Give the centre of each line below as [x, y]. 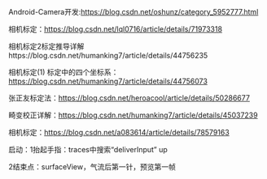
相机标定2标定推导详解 [46, 46]
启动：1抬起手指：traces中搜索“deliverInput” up [88, 149]
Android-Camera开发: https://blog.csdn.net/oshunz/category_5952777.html [133, 12]
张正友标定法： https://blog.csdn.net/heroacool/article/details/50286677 [129, 98]
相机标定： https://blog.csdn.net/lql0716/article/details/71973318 [115, 29]
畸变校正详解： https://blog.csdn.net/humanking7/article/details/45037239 [133, 115]
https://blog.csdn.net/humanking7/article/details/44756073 [108, 81]
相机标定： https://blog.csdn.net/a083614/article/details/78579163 [119, 132]
